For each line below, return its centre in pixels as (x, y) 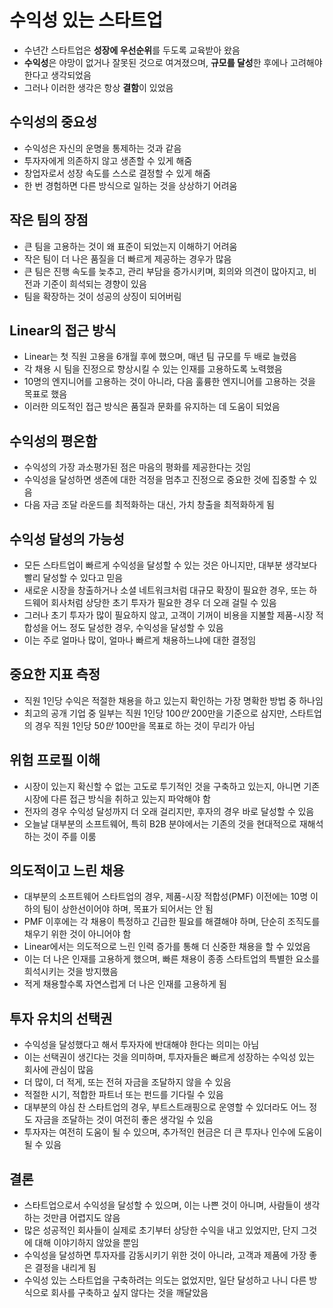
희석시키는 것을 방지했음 (71, 972)
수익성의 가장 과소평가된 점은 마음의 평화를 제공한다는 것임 (137, 467)
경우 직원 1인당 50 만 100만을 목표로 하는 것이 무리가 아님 (145, 725)
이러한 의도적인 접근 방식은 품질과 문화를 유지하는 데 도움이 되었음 (152, 407)
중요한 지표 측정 (55, 674)
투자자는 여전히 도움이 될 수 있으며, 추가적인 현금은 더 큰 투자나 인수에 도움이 (173, 1132)
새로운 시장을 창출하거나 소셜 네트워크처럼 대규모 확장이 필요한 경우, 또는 (165, 590)
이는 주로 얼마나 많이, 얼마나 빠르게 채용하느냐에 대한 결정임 (140, 640)
